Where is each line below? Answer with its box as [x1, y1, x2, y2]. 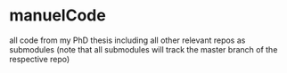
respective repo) [9, 53, 70, 64]
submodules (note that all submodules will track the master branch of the [9, 44, 278, 54]
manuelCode [9, 5, 107, 26]
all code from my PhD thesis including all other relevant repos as [9, 35, 246, 45]
